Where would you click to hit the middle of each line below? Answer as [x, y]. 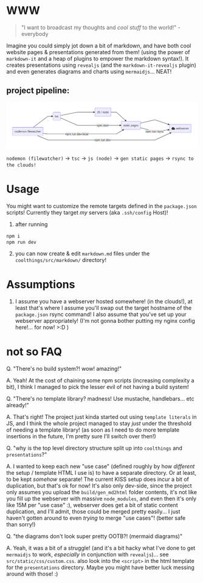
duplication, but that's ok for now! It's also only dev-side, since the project [99, 485]
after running [31, 224]
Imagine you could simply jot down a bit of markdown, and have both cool [99, 46]
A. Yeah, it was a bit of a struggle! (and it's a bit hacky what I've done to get [101, 548]
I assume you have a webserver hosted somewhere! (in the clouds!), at [104, 301]
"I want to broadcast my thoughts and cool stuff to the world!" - [101, 27]
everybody [35, 33]
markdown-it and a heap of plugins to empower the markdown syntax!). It [98, 58]
